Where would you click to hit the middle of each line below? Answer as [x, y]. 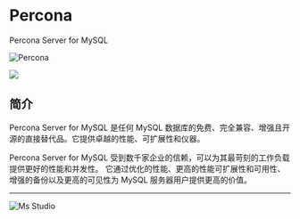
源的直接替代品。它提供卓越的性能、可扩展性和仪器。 [107, 138]
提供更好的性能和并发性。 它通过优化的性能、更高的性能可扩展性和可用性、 [147, 168]
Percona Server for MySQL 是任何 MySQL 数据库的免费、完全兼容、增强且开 [150, 127]
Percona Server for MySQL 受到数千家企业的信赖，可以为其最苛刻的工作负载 [150, 158]
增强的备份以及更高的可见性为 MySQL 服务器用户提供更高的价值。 [131, 180]
